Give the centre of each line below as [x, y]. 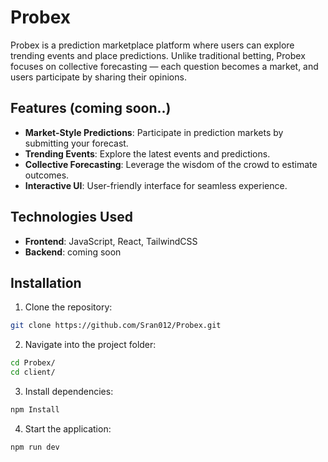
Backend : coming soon [73, 252]
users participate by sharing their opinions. [98, 77]
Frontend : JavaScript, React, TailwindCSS [111, 241]
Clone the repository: [68, 307]
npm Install [35, 410]
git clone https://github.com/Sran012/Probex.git [116, 326]
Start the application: [68, 428]
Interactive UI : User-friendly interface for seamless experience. [156, 185]
